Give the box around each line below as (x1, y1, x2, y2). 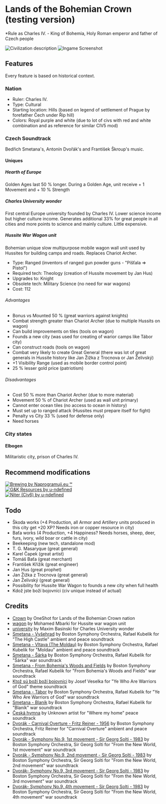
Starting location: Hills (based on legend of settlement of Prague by (12, 107, 150, 113)
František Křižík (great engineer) (12, 561, 78, 567)
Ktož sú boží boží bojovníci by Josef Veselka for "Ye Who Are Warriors (12, 678, 157, 684)
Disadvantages (5, 376, 36, 382)
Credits (5, 602, 29, 610)
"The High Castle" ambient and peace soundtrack (12, 636, 114, 642)
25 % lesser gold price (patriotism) (12, 365, 84, 371)
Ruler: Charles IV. (12, 97, 48, 102)
